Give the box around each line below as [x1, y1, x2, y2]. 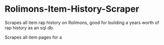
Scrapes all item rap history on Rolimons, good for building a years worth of [4, 20, 160, 25]
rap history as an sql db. [4, 24, 54, 30]
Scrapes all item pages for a [4, 34, 62, 40]
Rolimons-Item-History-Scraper [4, 3, 140, 15]
